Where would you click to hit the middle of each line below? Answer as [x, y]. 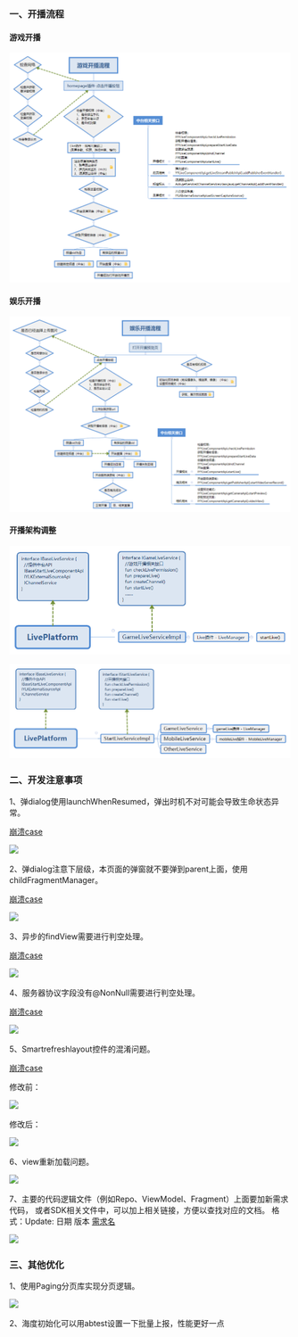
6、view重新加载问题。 [52, 1161]
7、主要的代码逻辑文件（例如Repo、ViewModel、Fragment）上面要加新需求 [149, 1199]
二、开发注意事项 [46, 780]
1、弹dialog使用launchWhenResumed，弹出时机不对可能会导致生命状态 [141, 801]
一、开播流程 [37, 13]
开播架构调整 [33, 530]
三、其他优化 [37, 1265]
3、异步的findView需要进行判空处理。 [79, 936]
